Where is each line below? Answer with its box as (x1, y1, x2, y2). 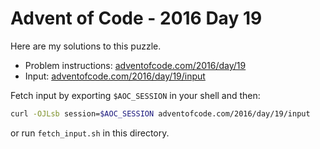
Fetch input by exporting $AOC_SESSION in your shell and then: (10, 89, 261, 101)
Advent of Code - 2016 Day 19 (10, 7, 263, 30)
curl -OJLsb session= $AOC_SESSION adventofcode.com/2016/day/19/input (10, 108, 311, 119)
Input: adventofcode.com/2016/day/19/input (24, 70, 206, 82)
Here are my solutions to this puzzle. (10, 40, 162, 52)
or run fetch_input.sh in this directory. (10, 127, 170, 139)
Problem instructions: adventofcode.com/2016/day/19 (24, 59, 247, 71)
